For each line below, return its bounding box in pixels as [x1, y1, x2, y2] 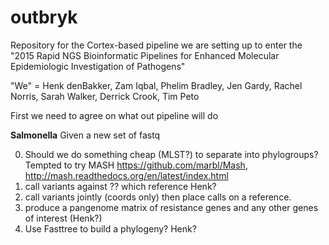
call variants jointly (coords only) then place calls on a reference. [24, 191, 292, 203]
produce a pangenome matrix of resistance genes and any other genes [24, 201, 319, 213]
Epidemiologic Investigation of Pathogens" [10, 60, 186, 72]
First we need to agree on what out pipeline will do [10, 109, 219, 121]
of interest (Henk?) [24, 212, 103, 224]
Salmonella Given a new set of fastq [10, 129, 161, 141]
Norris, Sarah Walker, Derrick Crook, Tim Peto [10, 90, 200, 102]
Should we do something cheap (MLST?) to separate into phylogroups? [24, 148, 319, 160]
